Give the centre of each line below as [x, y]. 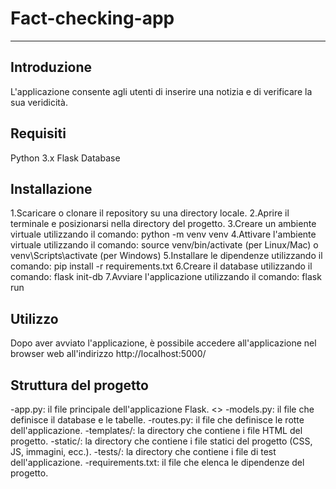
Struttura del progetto [79, 385]
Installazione [51, 188]
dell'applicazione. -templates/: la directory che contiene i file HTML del [156, 430]
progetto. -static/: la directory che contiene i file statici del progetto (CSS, [161, 441]
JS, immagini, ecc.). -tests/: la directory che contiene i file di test [143, 451]
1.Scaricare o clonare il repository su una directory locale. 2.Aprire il [150, 213]
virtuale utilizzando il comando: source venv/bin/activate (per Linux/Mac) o [164, 245]
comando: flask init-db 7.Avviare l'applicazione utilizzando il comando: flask [166, 277]
